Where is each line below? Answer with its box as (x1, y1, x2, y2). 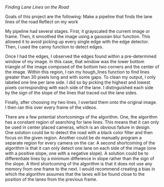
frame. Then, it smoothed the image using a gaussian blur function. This (5, 34, 150, 39)
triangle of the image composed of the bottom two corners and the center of (5, 64, 160, 70)
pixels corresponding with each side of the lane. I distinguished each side (5, 85, 154, 90)
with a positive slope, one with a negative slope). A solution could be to (5, 150, 149, 156)
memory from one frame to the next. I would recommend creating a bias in (5, 166, 156, 172)
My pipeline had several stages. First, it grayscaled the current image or (5, 28, 150, 34)
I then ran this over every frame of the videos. (5, 105, 97, 110)
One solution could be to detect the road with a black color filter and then (5, 130, 153, 135)
